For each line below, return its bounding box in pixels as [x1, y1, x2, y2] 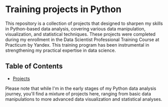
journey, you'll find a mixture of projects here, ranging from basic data [5, 90, 151, 97]
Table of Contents [5, 62, 63, 70]
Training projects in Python [5, 4, 121, 15]
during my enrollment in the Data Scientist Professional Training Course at [5, 37, 159, 43]
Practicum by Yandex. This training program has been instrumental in [5, 42, 149, 48]
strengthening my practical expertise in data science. [5, 47, 116, 53]
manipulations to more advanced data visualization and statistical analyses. [5, 96, 162, 102]
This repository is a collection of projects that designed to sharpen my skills [5, 20, 163, 26]
